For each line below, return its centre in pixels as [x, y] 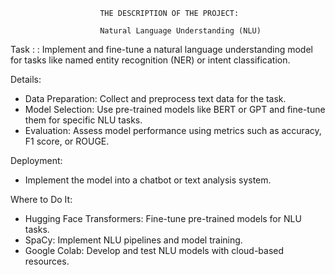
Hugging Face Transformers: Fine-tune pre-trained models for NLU [163, 218]
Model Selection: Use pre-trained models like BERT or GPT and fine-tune [175, 109]
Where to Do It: [41, 199]
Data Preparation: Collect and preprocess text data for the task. [155, 98]
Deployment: [36, 160]
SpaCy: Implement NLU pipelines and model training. [133, 240]
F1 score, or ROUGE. [67, 141]
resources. [47, 261]
